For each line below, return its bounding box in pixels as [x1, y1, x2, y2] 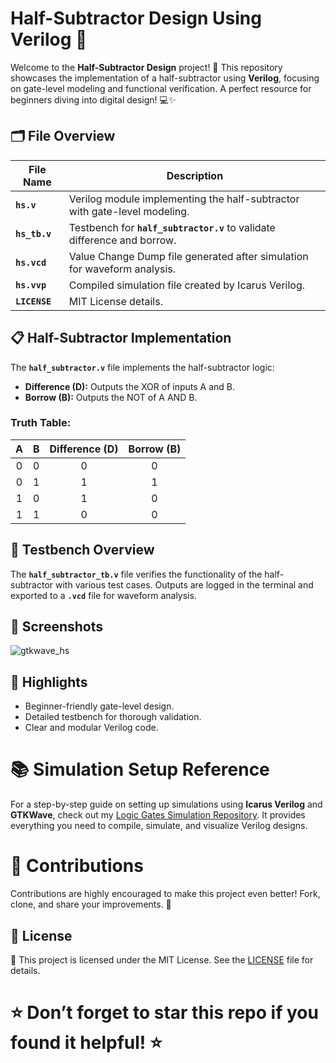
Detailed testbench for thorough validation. [24, 711, 202, 723]
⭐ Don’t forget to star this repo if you [10, 1002, 319, 1024]
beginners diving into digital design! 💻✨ [10, 93, 177, 106]
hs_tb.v [15, 228, 52, 239]
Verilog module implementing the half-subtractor [68, 192, 300, 206]
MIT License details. [68, 294, 163, 308]
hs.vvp [15, 279, 47, 291]
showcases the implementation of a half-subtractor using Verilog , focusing [10, 72, 320, 84]
